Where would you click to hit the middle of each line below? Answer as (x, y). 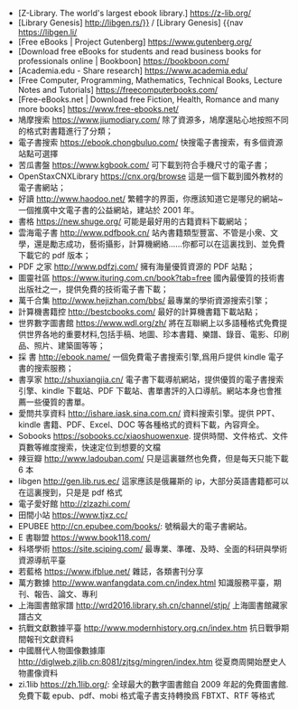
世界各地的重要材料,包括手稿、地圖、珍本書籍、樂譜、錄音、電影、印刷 (158, 334)
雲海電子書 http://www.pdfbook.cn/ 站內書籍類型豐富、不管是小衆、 (144, 233)
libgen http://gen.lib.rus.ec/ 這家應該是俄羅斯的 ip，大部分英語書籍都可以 (153, 481)
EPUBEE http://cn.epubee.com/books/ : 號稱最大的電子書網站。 (135, 526)
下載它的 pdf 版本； (54, 255)
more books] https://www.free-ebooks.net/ (98, 109)
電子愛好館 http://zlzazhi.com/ (74, 504)
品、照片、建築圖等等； (61, 346)
